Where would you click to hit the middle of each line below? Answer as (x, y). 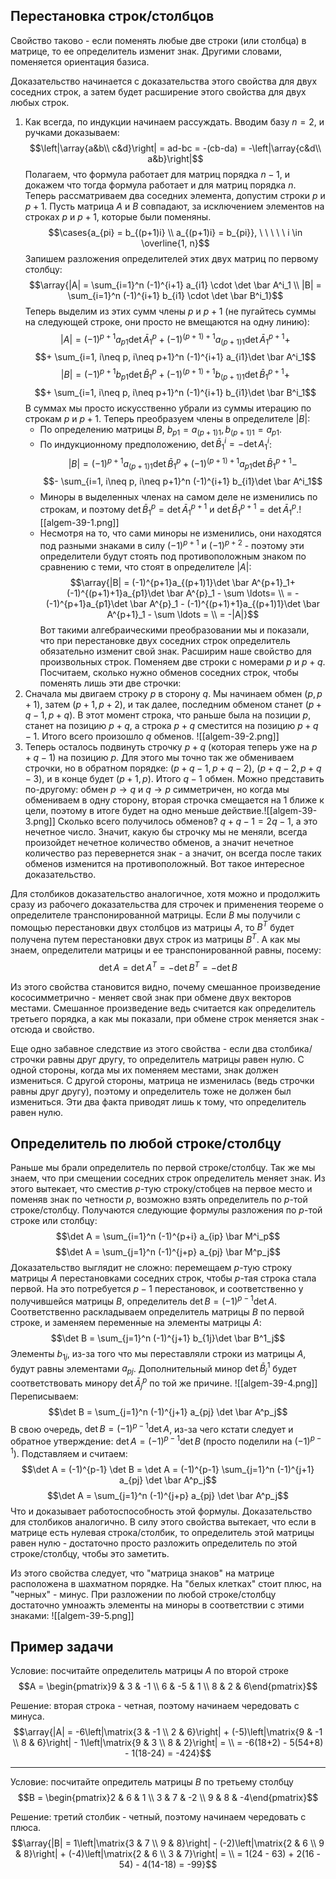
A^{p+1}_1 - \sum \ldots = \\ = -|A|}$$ (183, 614)
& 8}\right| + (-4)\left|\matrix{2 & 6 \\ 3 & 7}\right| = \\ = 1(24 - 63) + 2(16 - (168, 1854)
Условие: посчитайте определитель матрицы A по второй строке (149, 1671)
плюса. (26, 1828)
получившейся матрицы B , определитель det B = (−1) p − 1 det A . (144, 1300)
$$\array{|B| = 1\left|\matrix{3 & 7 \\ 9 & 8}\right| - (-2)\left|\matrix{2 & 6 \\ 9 (168, 1843)
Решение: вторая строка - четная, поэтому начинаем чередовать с (155, 1706)
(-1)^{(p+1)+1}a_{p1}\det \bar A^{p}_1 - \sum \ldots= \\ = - (183, 593)
